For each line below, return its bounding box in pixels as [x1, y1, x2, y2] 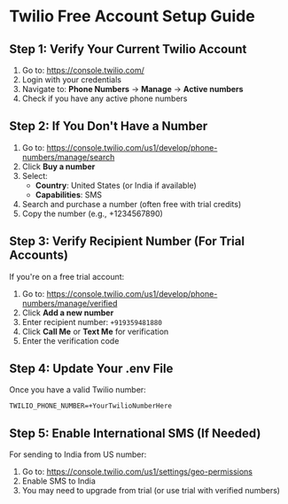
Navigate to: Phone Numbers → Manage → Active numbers [21, 84, 244, 94]
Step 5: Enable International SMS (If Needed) [9, 425, 261, 440]
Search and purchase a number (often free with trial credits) [21, 198, 242, 209]
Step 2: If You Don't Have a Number [9, 119, 208, 134]
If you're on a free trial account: [9, 271, 125, 282]
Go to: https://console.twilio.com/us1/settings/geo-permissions [21, 467, 253, 477]
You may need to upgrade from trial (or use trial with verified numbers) [21, 485, 281, 496]
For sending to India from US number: [9, 449, 147, 460]
